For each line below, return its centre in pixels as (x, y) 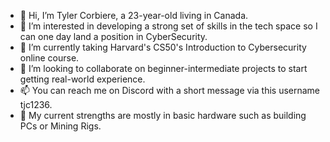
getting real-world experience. (82, 79)
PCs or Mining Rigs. (60, 126)
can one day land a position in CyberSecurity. (113, 36)
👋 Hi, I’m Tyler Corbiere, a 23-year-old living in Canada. (134, 15)
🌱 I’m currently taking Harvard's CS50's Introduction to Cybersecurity (163, 47)
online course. (49, 58)
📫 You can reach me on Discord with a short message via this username (170, 90)
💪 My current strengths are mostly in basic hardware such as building (163, 115)
